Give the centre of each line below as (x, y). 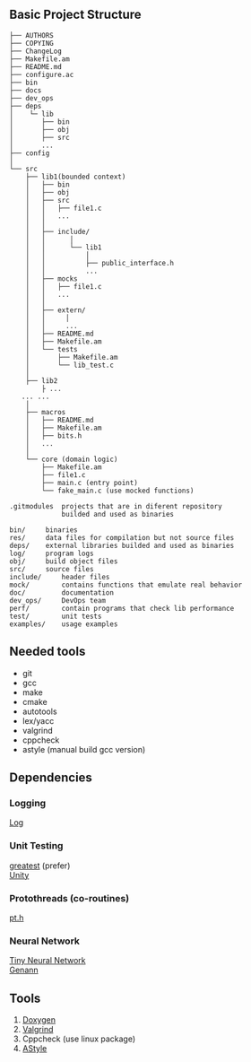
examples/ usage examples (64, 624)
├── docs (26, 90)
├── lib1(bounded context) (76, 177)
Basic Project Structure (75, 15)
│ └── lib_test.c (70, 365)
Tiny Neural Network (48, 961)
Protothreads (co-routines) (69, 898)
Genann (24, 970)
